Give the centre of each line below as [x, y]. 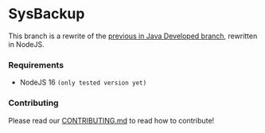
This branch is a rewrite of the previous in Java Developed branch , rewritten [133, 36]
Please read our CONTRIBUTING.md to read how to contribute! [111, 120]
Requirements [36, 65]
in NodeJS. [27, 44]
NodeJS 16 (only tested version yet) [83, 82]
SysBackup [47, 14]
